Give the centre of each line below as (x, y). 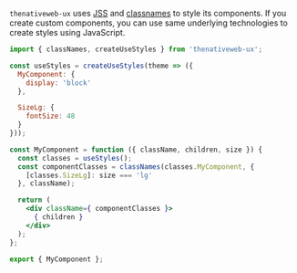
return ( (34, 200)
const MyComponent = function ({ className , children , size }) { (136, 150)
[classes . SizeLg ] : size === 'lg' (89, 175)
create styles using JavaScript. (67, 32)
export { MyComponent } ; (56, 259)
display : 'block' (59, 83)
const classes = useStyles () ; (75, 158)
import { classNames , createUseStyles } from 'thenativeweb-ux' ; (136, 49)
